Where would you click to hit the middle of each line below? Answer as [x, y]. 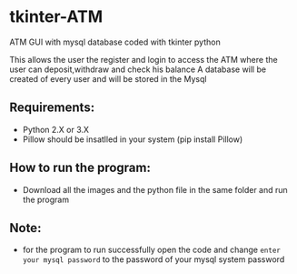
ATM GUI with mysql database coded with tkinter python [115, 42]
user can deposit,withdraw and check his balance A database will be [138, 69]
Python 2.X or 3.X [55, 129]
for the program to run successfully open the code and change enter [152, 250]
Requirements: [52, 108]
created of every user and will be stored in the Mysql [108, 78]
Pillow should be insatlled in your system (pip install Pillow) [133, 139]
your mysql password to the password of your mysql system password [153, 259]
